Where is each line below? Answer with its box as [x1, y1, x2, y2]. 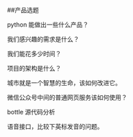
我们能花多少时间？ [7, 50, 62, 58]
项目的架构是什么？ [7, 64, 62, 72]
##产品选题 [7, 6, 39, 14]
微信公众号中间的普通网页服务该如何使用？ [7, 93, 128, 101]
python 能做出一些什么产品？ [7, 21, 89, 29]
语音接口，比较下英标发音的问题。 [7, 123, 104, 130]
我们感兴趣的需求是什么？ [7, 35, 80, 43]
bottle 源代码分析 [7, 108, 56, 116]
